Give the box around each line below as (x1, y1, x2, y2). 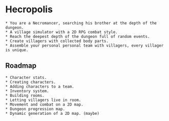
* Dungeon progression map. (5, 106, 66, 111)
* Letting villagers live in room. (5, 97, 81, 103)
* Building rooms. (5, 93, 45, 98)
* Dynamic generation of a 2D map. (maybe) (5, 111, 100, 116)
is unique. (5, 47, 29, 52)
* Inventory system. (5, 88, 50, 93)
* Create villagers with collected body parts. (5, 38, 109, 44)
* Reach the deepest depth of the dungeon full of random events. (5, 34, 150, 39)
